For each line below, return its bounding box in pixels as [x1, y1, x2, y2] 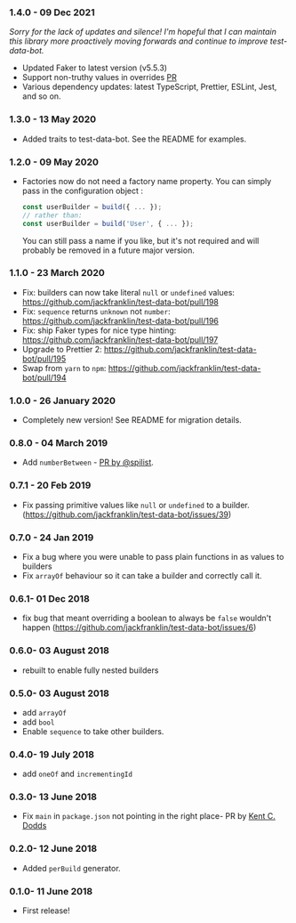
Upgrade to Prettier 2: [21, 344, 102, 354]
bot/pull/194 [21, 372, 67, 383]
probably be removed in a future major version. [21, 245, 196, 255]
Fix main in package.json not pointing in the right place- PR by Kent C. [21, 811, 276, 822]
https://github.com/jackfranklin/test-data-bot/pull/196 [21, 315, 220, 326]
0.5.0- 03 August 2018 [9, 687, 109, 700]
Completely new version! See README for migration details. [21, 415, 242, 425]
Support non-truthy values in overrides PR [21, 72, 178, 83]
